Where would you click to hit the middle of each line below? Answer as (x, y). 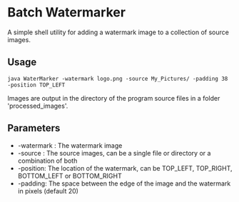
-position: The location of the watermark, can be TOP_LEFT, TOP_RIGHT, (125, 168)
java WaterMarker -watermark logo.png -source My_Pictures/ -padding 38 (118, 79)
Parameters (34, 128)
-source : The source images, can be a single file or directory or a (114, 153)
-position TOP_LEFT (36, 85)
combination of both (47, 161)
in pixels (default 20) (48, 191)
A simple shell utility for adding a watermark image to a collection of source (118, 32)
